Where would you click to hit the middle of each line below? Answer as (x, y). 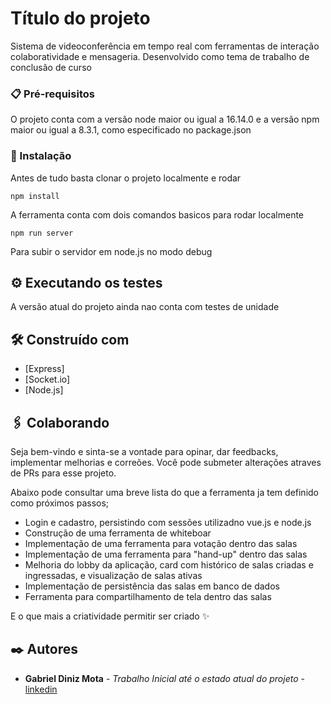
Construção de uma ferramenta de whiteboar (118, 533)
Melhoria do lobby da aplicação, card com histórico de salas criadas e (169, 564)
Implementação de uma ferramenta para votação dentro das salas (161, 543)
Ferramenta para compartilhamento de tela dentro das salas (148, 596)
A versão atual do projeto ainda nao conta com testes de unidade (145, 307)
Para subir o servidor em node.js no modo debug (111, 251)
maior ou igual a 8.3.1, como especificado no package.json (131, 130)
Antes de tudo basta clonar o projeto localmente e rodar (126, 178)
